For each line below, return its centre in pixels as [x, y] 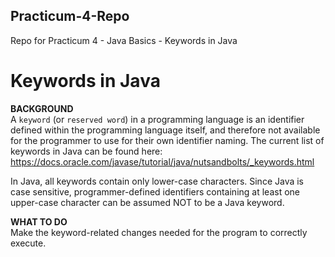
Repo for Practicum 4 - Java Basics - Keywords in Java [124, 40]
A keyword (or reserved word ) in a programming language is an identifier [157, 119]
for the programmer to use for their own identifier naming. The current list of [167, 140]
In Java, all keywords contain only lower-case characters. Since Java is [157, 181]
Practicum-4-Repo [70, 16]
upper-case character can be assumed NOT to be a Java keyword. [147, 202]
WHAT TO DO [39, 221]
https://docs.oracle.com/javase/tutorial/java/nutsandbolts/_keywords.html [162, 161]
